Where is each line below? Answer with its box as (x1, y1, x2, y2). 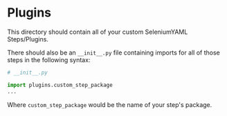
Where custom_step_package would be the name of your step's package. (7, 100, 212, 108)
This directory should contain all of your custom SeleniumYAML (7, 28, 188, 36)
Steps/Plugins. (7, 35, 48, 43)
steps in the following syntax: (7, 55, 91, 64)
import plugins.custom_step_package (7, 81, 113, 88)
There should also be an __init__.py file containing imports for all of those (7, 48, 220, 57)
